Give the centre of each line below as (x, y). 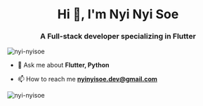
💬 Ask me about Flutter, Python (63, 65)
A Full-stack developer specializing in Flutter (118, 37)
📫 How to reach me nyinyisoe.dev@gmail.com (87, 79)
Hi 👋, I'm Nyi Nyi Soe (118, 14)
